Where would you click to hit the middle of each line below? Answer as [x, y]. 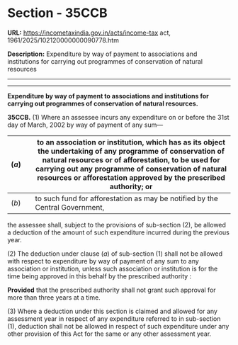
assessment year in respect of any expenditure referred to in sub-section [114, 318]
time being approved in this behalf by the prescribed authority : [100, 276]
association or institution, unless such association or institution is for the [113, 268]
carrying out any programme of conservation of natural [131, 169]
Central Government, [70, 207]
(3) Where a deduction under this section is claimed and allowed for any [113, 311]
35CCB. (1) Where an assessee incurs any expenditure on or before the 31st [118, 117]
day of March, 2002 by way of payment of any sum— [85, 125]
